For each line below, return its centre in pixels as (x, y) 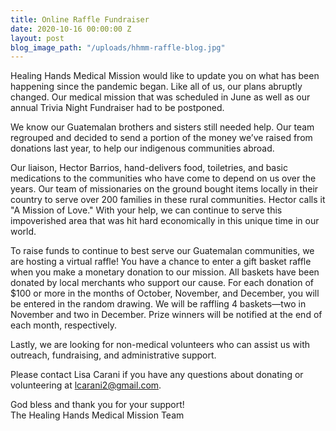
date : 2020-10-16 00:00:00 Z (71, 29)
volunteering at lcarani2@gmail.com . (86, 385)
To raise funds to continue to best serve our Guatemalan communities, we (162, 251)
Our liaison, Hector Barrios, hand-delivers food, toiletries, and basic (149, 168)
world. (23, 232)
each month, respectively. (63, 325)
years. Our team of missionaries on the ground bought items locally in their (164, 189)
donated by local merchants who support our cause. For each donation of (162, 283)
